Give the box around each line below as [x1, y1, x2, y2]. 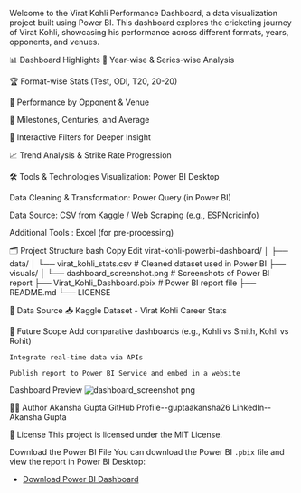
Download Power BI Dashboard [22, 474, 139, 484]
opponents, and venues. [9, 36, 99, 47]
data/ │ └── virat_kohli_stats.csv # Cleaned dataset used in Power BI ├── [9, 258, 287, 269]
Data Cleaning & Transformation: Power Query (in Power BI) [9, 192, 232, 202]
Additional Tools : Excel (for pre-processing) [9, 228, 174, 237]
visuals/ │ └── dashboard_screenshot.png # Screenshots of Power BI [9, 268, 270, 278]
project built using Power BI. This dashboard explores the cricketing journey [9, 17, 292, 28]
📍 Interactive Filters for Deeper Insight [9, 132, 152, 143]
